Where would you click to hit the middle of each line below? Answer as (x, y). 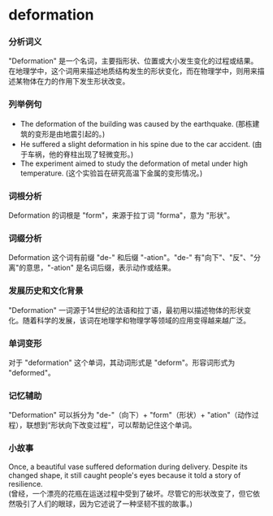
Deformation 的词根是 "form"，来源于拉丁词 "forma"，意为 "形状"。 (121, 215)
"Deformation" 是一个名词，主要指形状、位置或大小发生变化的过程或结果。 (133, 61)
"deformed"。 (32, 372)
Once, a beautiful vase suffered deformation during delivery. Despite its (128, 466)
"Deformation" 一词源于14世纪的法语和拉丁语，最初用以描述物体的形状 (126, 310)
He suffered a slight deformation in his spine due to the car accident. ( (137, 144)
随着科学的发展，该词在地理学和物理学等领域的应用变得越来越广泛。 (136, 320)
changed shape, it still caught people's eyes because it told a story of (125, 475)
